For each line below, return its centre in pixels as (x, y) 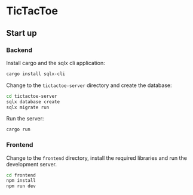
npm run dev (21, 186)
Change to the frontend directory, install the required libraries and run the (96, 158)
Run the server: (25, 119)
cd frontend (21, 175)
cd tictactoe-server (32, 96)
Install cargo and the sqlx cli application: (56, 63)
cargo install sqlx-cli (36, 74)
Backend (19, 50)
